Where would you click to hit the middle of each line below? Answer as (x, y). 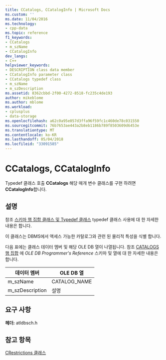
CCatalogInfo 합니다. (26, 189)
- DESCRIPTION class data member (40, 70)
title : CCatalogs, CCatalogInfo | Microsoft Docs (58, 10)
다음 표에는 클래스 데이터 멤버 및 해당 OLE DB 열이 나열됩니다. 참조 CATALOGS (82, 246)
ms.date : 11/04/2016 (27, 19)
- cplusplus (17, 112)
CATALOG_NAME (72, 281)
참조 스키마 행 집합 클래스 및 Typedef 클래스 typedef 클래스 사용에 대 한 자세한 (82, 219)
